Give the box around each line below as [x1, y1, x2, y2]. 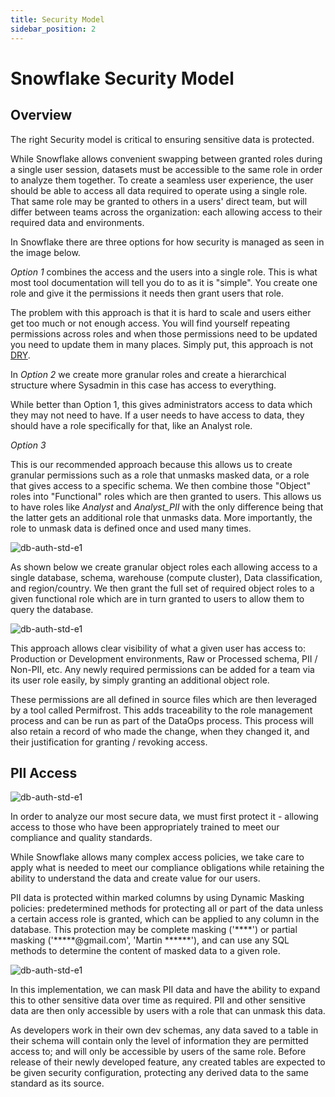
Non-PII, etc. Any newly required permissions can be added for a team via [10, 663, 315, 675]
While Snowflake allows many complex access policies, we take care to [10, 851, 305, 863]
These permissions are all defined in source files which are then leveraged [10, 693, 318, 705]
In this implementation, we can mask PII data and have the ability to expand [10, 984, 321, 996]
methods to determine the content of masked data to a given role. [10, 945, 281, 957]
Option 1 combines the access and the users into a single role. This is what [10, 266, 318, 278]
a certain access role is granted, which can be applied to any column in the [10, 913, 320, 925]
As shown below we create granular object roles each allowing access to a [10, 561, 318, 573]
